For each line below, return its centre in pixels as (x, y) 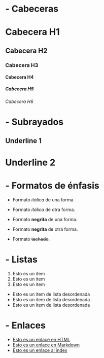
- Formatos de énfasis (53, 186)
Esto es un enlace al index (40, 350)
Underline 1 (24, 141)
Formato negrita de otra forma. (45, 229)
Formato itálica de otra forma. (44, 209)
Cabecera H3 (22, 65)
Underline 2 (30, 163)
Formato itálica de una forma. (44, 200)
